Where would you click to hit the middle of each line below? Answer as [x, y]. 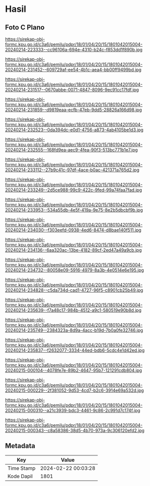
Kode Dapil [20, 476]
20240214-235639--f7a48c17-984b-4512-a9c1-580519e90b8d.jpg [73, 310]
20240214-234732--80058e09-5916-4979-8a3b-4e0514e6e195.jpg [75, 270]
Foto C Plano [25, 27]
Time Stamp [22, 468]
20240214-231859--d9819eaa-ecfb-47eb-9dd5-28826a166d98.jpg [74, 110]
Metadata [20, 446]
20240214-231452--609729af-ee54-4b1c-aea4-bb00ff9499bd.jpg [73, 70]
